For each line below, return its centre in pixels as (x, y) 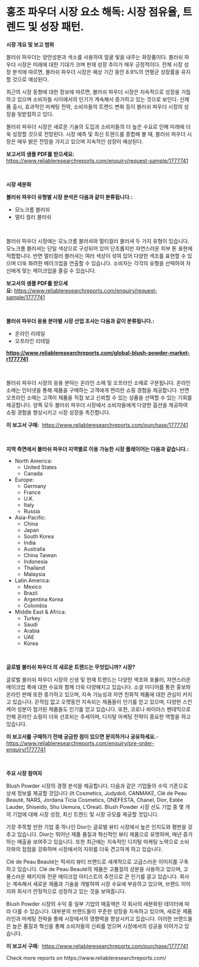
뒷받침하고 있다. (35, 114)
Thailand (34, 568)
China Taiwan (40, 555)
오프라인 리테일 (32, 340)
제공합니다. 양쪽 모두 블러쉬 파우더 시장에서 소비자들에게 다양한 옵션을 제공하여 (97, 405)
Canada (33, 473)
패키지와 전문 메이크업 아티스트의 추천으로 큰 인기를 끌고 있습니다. (102, 876)
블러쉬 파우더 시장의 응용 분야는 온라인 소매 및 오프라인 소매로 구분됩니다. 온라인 (99, 383)
